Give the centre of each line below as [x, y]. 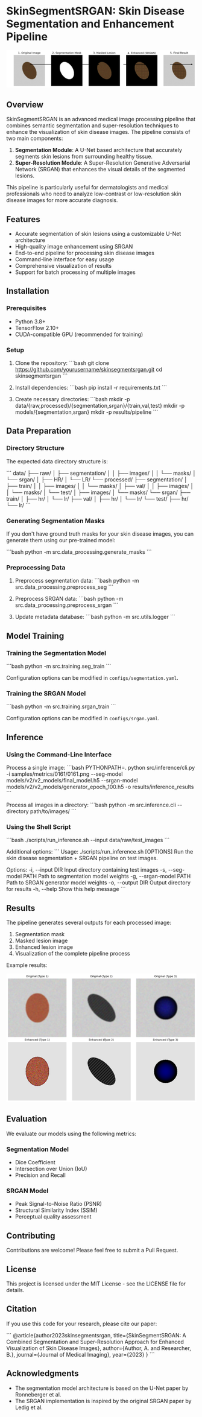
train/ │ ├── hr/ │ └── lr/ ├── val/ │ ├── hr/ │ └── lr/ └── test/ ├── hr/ [97, 498]
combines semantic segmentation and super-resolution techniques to [93, 125]
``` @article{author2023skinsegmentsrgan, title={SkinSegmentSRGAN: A [96, 1335]
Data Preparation [39, 431]
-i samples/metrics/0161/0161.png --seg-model [65, 774]
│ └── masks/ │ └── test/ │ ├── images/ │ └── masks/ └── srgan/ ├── [99, 492]
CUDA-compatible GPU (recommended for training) [79, 334]
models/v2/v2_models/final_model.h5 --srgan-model [72, 780]
